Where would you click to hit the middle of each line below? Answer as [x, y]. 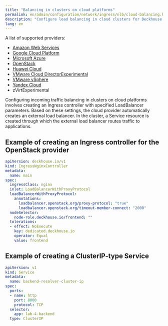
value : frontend [31, 240]
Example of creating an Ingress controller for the [82, 142]
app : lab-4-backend [34, 314]
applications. [18, 126]
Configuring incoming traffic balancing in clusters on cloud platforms [76, 100]
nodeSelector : [24, 212]
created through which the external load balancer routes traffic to [72, 121]
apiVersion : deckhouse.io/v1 [35, 161]
